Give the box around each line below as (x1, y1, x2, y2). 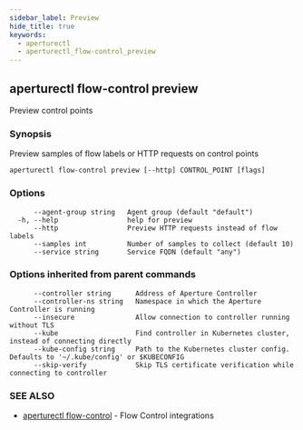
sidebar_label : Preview (9, 13, 100, 23)
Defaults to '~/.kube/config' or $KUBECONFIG (9, 352, 184, 362)
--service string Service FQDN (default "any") (33, 247, 242, 256)
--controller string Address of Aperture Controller (33, 288, 258, 298)
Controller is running (9, 305, 95, 314)
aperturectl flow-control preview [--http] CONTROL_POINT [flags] (9, 165, 266, 175)
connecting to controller (9, 368, 107, 377)
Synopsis (9, 127, 52, 140)
